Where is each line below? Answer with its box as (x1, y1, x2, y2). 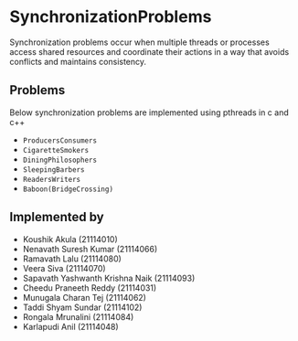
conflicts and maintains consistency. (9, 56, 147, 67)
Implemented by (9, 209, 104, 225)
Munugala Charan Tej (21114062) (22, 292, 146, 303)
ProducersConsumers (22, 135, 98, 145)
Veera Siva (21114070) (22, 262, 107, 273)
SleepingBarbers (22, 165, 85, 175)
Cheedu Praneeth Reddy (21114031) (22, 282, 157, 293)
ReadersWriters (22, 175, 81, 184)
